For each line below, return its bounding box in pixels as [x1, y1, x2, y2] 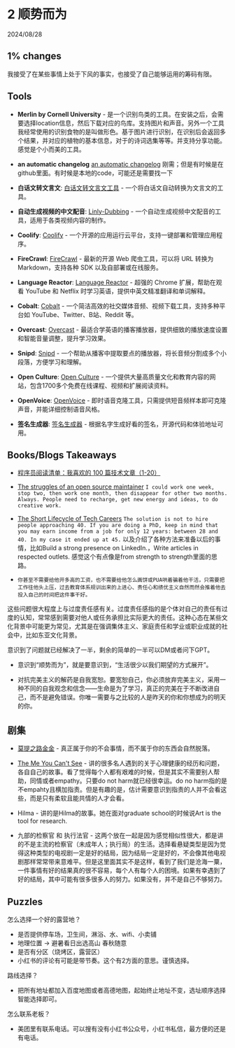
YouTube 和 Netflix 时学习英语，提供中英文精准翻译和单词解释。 [25, 286, 210, 295]
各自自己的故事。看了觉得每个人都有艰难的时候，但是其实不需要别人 [17, 768, 214, 776]
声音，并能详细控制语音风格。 [17, 405, 104, 413]
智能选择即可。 [17, 995, 61, 1003]
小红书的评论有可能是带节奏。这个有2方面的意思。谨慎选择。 [17, 956, 194, 965]
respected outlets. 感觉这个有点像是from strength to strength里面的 [17, 552, 212, 561]
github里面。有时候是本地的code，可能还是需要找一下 [17, 169, 173, 177]
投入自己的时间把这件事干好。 [17, 592, 91, 599]
